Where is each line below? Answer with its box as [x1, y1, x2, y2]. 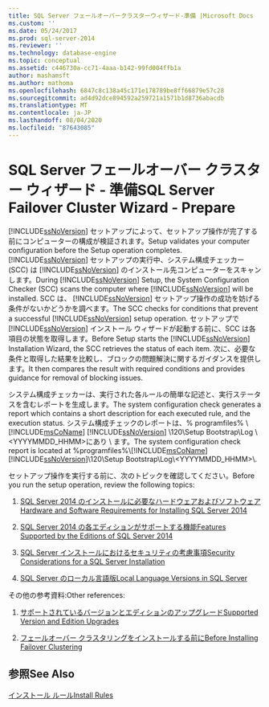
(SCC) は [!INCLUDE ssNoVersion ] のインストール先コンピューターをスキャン [8, 264, 262, 274]
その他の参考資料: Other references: [8, 590, 126, 599]
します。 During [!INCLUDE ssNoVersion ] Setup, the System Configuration [8, 275, 250, 284]
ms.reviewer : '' [8, 42, 63, 50]
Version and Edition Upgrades [19, 616, 119, 626]
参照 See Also [8, 668, 75, 681]
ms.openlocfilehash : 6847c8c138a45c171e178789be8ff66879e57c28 [8, 86, 225, 95]
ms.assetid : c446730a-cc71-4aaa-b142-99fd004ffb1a [8, 64, 181, 72]
